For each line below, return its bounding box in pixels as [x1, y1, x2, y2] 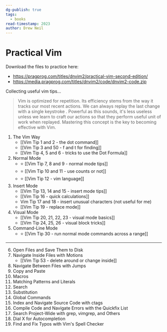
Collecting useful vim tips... [5, 88, 61, 95]
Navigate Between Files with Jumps [12, 263, 86, 269]
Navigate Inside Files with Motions [12, 252, 83, 258]
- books [10, 16, 26, 21]
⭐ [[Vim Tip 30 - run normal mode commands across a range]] [20, 231, 148, 237]
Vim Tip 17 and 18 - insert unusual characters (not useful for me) [20, 199, 152, 205]
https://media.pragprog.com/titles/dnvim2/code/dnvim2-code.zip [12, 79, 147, 85]
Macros [12, 273, 29, 279]
